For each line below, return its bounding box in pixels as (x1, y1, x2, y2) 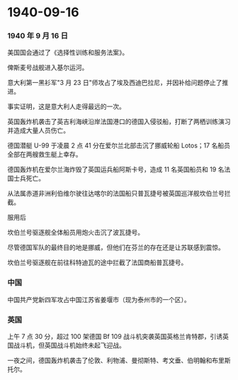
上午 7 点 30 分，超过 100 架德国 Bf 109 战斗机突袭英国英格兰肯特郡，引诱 (7, 332, 223, 341)
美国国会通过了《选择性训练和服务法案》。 (7, 48, 129, 57)
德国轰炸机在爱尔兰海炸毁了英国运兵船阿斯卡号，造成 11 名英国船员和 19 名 (7, 165, 225, 174)
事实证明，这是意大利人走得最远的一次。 (7, 102, 125, 111)
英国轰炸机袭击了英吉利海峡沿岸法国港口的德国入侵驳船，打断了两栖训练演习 (7, 118, 231, 126)
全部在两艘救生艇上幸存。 (7, 150, 82, 159)
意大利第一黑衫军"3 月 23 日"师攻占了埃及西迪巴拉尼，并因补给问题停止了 (7, 79, 222, 87)
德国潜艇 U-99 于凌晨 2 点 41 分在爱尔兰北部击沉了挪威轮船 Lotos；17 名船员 (7, 141, 230, 150)
